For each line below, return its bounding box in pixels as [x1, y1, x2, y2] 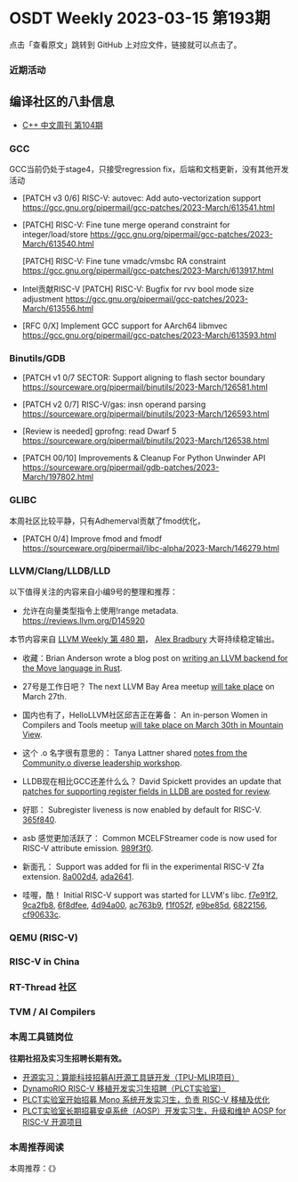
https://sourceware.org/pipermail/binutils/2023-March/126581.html [21, 382, 269, 393]
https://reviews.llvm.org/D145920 [21, 615, 145, 625]
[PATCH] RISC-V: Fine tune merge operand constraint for [21, 219, 230, 230]
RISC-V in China [9, 955, 80, 968]
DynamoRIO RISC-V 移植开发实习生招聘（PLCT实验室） [21, 1083, 226, 1094]
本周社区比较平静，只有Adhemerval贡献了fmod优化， [9, 515, 206, 526]
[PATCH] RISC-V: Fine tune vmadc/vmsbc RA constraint [21, 255, 227, 266]
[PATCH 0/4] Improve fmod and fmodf [21, 533, 163, 544]
